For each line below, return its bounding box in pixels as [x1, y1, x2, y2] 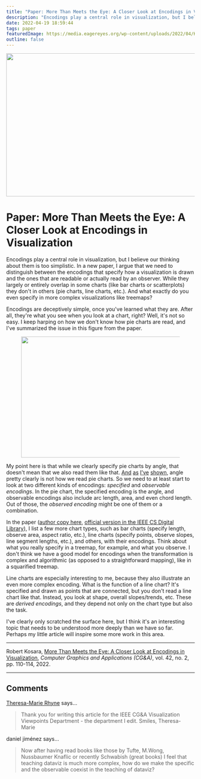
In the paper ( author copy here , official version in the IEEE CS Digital [6, 518, 174, 526]
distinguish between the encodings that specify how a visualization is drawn [6, 268, 194, 276]
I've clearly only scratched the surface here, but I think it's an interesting [6, 618, 185, 625]
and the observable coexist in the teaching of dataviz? [20, 766, 155, 773]
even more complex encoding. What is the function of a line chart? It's [6, 581, 179, 588]
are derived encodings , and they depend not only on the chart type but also [6, 600, 193, 607]
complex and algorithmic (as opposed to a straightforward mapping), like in [6, 557, 191, 564]
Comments [6, 683, 48, 694]
